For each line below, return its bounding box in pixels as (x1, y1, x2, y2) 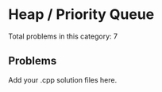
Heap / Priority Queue (8, 6, 155, 24)
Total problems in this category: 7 (8, 31, 118, 41)
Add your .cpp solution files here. (8, 75, 118, 84)
